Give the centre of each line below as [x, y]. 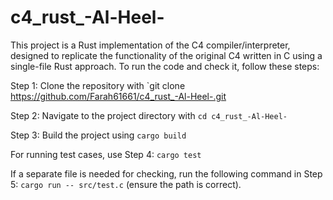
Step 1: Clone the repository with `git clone [98, 85]
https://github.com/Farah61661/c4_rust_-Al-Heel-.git [118, 96]
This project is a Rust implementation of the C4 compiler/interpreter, [150, 45]
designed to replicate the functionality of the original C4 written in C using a [166, 55]
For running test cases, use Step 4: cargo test [106, 154]
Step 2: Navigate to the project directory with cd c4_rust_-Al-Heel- [149, 115]
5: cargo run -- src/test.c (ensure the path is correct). [126, 184]
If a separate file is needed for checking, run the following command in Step [166, 173]
